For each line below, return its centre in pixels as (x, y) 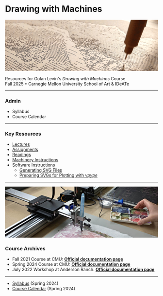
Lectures (21, 144)
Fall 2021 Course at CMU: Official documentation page (68, 259)
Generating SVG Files (41, 170)
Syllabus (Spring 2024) (35, 283)
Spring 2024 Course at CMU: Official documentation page (71, 264)
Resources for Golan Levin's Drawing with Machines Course (65, 78)
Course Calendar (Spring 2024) (44, 289)
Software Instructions (33, 165)
